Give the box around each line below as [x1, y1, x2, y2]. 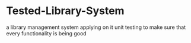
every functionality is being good [6, 29, 87, 37]
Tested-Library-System [6, 4, 125, 18]
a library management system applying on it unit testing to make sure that [6, 24, 186, 31]
